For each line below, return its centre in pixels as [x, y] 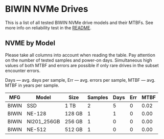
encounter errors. [23, 70]
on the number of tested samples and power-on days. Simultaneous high [79, 60]
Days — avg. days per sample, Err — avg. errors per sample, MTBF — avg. [80, 80]
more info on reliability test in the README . [48, 27]
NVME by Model [30, 43]
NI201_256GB [43, 121]
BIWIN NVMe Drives [47, 9]
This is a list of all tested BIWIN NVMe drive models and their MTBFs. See [79, 23]
